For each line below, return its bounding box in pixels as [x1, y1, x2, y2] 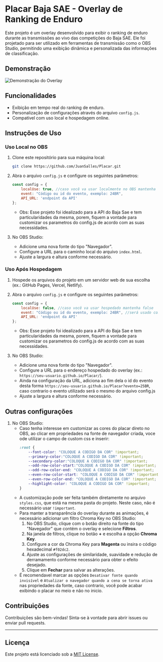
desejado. [26, 562, 47, 568]
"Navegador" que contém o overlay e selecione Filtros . [26, 525, 137, 531]
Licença [5, 638, 30, 646]
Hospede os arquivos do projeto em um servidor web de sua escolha [12, 277, 150, 283]
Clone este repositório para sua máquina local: [12, 155, 105, 161]
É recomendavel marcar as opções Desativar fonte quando [19, 572, 138, 578]
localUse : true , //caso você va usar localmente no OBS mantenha [21, 187, 156, 192]
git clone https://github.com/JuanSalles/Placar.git [12, 164, 121, 169]
